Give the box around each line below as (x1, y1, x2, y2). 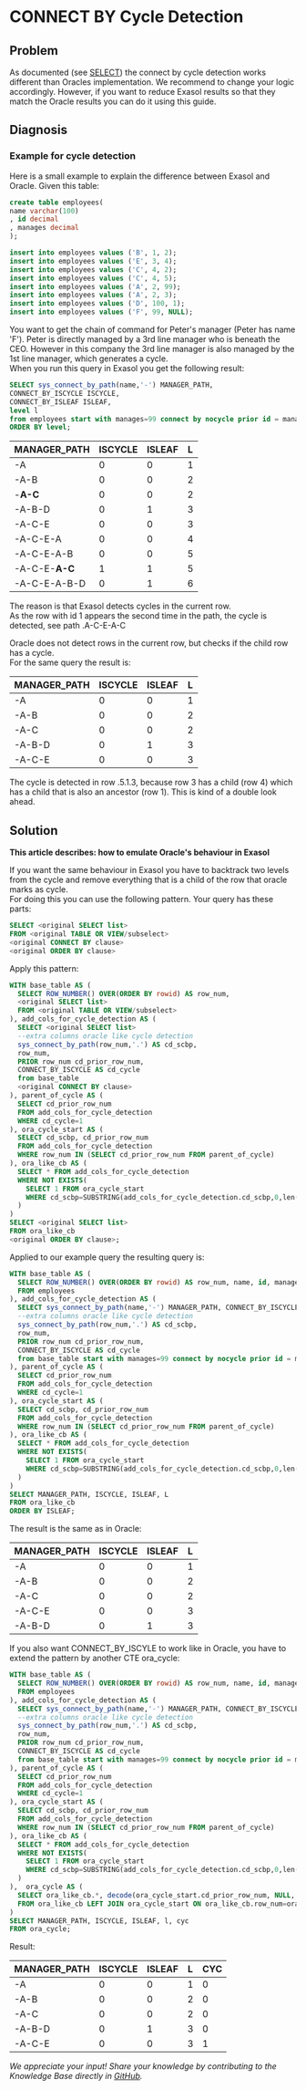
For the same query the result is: (9, 657, 131, 668)
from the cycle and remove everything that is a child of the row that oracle (9, 874, 288, 886)
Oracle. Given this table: (9, 180, 100, 191)
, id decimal (9, 214, 59, 224)
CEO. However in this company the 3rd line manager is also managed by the (9, 344, 295, 355)
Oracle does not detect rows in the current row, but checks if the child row (9, 638, 289, 649)
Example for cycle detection (9, 150, 137, 162)
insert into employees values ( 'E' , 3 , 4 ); (9, 256, 178, 265)
